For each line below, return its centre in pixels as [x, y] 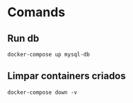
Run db [23, 38]
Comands [36, 12]
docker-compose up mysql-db [49, 54]
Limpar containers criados [66, 76]
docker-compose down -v [42, 92]
